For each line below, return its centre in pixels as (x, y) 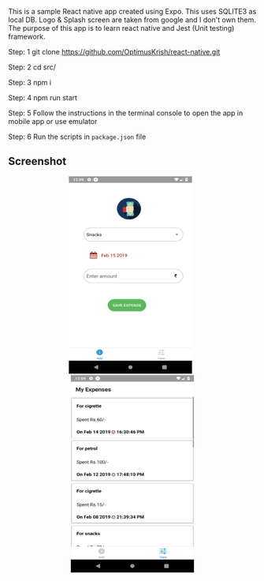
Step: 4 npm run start (43, 97)
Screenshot (37, 161)
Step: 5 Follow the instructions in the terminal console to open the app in (126, 113)
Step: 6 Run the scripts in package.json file (77, 137)
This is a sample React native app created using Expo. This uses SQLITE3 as (132, 11)
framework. (27, 36)
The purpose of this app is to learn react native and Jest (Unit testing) (121, 28)
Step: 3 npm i (30, 82)
